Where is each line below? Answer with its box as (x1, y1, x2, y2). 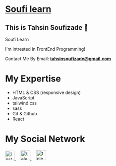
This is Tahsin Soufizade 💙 (5, 23, 88, 32)
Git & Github (12, 110, 37, 116)
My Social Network (5, 133, 85, 145)
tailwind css (12, 100, 37, 106)
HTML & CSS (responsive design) (12, 89, 81, 95)
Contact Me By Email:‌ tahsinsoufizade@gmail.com (5, 56, 112, 62)
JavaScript (12, 94, 35, 100)
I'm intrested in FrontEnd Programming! (5, 46, 85, 52)
